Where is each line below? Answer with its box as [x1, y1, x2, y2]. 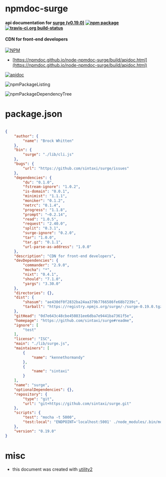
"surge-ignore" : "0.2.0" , [23, 231, 77, 236]
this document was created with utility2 [12, 467, 93, 473]
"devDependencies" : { [14, 258, 58, 263]
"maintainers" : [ [14, 346, 50, 351]
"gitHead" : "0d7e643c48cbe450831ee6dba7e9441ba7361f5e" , [14, 313, 134, 318]
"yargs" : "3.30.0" [23, 281, 61, 286]
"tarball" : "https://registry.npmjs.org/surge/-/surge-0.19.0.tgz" [23, 304, 165, 309]
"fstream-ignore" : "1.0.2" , [23, 184, 81, 189]
